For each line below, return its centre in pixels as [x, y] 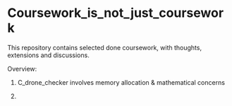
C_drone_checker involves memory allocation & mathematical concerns [121, 82]
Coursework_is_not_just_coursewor [116, 13]
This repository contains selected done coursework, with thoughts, [105, 47]
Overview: [22, 69]
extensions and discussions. [48, 55]
